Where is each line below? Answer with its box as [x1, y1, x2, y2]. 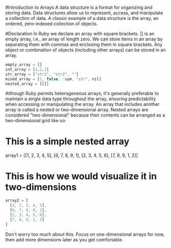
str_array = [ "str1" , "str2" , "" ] [5, 72, 79, 77]
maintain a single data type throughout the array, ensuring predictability [5, 96, 156, 102]
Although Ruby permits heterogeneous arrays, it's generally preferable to [5, 91, 159, 97]
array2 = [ [5, 198, 29, 204]
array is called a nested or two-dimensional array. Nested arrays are [5, 107, 149, 113]
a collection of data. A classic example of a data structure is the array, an [5, 15, 159, 21]
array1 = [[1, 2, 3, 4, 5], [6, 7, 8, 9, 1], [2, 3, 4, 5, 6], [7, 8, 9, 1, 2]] [5, 152, 138, 159]
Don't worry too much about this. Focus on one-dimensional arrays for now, [5, 231, 165, 237]
